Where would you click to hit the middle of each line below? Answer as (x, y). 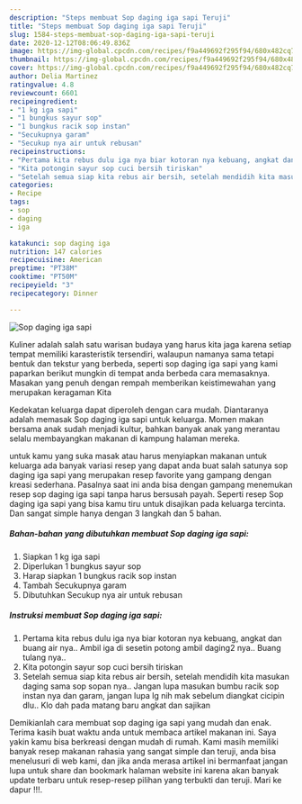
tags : (19, 202)
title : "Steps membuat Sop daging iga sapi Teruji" (108, 26)
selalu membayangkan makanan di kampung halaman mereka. (125, 438)
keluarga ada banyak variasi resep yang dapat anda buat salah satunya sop (149, 465)
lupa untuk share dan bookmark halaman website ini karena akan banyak (144, 770)
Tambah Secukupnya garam (75, 585)
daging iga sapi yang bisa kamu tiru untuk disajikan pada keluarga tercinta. (147, 503)
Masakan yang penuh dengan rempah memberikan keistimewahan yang (142, 383)
